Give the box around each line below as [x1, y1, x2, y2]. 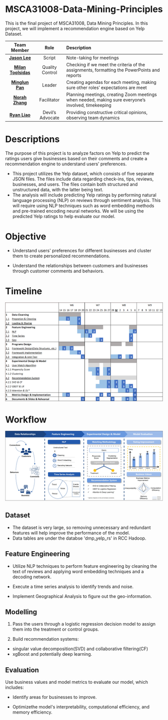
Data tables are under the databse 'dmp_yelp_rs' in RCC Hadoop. [12, 535, 146, 541]
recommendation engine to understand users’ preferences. [5, 161, 127, 167]
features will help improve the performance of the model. [12, 530, 130, 536]
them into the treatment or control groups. [12, 627, 99, 633]
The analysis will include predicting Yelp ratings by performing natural [12, 192, 156, 198]
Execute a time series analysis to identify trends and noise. [12, 583, 134, 589]
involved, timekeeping [66, 102, 111, 109]
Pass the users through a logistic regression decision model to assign [12, 621, 156, 627]
